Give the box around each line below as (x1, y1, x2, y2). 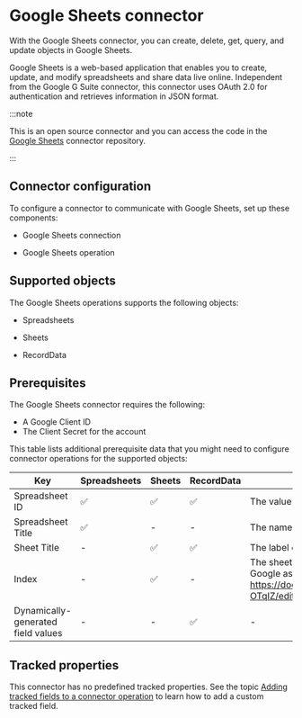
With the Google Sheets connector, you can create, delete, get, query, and (9, 35, 285, 46)
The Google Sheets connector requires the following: (9, 399, 205, 410)
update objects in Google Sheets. (9, 44, 133, 55)
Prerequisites (9, 375, 86, 390)
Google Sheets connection (22, 229, 121, 240)
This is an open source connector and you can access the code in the (9, 125, 268, 136)
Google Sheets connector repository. (9, 135, 147, 146)
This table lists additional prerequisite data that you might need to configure (9, 444, 289, 454)
